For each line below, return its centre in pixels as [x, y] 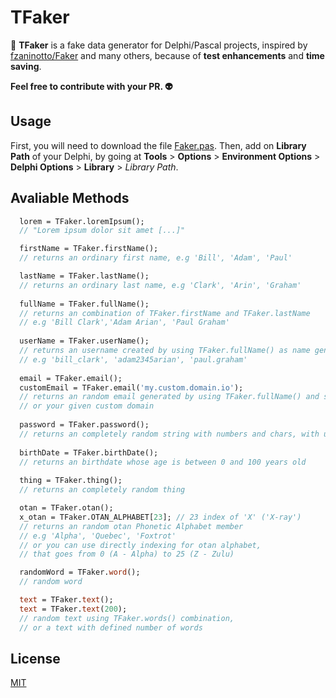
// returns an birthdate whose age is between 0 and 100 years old [163, 462]
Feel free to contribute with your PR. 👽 [91, 86]
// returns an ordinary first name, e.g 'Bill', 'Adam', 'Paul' [156, 258]
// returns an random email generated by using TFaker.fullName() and [169, 397]
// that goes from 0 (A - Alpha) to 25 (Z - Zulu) [127, 554]
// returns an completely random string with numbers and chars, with [169, 434]
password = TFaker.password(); [84, 425]
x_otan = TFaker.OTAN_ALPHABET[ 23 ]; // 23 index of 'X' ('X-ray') [160, 517]
